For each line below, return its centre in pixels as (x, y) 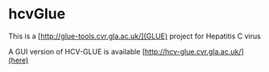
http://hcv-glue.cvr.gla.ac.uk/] (194, 51)
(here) (19, 60)
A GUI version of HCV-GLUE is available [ (77, 51)
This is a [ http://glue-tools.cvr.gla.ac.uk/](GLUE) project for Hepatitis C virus (135, 36)
